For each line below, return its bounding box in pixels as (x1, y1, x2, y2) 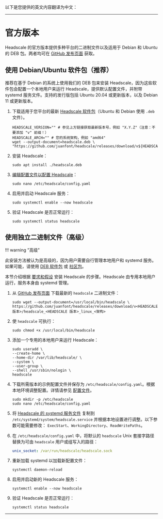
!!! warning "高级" (5, 247, 40, 253)
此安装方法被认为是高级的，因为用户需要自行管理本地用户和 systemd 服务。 (5, 257, 156, 263)
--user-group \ (12, 363, 43, 368)
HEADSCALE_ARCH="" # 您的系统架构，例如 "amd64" (12, 135, 106, 140)
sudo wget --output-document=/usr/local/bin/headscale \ (12, 299, 130, 304)
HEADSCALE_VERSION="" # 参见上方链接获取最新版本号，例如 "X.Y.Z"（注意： (12, 125, 152, 130)
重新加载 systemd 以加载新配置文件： (12, 457, 87, 464)
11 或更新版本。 (5, 98, 35, 104)
